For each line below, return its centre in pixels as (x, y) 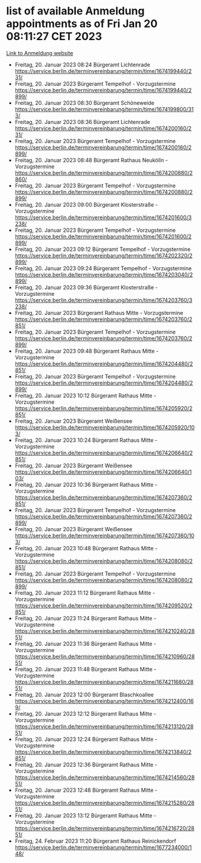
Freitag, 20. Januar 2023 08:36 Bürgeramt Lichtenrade (83, 122)
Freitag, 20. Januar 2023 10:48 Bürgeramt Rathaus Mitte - (86, 548)
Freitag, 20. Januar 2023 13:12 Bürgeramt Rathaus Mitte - (86, 815)
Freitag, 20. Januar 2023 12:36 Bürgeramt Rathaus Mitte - (86, 764)
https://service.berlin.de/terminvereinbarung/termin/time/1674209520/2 (103, 605)
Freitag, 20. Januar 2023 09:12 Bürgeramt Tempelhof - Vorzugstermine (103, 249)
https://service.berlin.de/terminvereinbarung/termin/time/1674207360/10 (104, 535)
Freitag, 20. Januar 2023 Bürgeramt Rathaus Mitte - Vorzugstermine (99, 313)
